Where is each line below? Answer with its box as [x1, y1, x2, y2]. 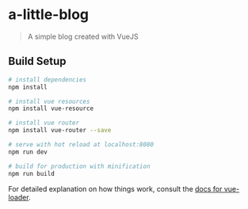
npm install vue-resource [8, 104, 93, 112]
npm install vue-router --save [8, 127, 112, 135]
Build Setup [8, 55, 67, 68]
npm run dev [8, 148, 48, 156]
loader [8, 192, 29, 202]
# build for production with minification [8, 162, 151, 170]
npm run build [8, 169, 55, 177]
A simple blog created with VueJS [27, 32, 139, 41]
